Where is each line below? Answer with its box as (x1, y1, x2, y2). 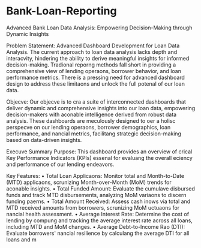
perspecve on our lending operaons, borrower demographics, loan (6, 123, 171, 131)
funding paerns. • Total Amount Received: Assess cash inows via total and (6, 198, 191, 205)
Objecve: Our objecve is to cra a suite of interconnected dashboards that (6, 98, 186, 105)
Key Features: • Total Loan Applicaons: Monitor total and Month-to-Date (6, 172, 185, 179)
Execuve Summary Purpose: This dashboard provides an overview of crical (6, 148, 193, 155)
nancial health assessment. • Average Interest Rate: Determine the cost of (6, 210, 190, 217)
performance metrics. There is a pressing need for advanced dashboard (6, 74, 185, 81)
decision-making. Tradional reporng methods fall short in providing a (6, 61, 176, 68)
